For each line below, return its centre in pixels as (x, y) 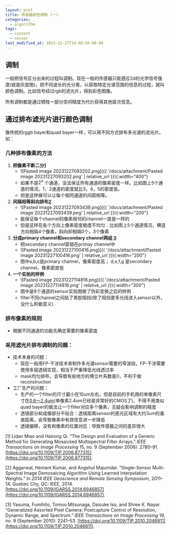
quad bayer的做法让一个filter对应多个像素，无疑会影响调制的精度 (88, 407)
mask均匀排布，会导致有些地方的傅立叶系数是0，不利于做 (81, 376)
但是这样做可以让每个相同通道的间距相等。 (65, 195)
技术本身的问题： (31, 357)
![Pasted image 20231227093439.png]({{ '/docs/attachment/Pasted (91, 207)
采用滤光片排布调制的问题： (39, 345)
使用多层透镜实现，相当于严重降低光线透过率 (67, 370)
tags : (11, 29)
